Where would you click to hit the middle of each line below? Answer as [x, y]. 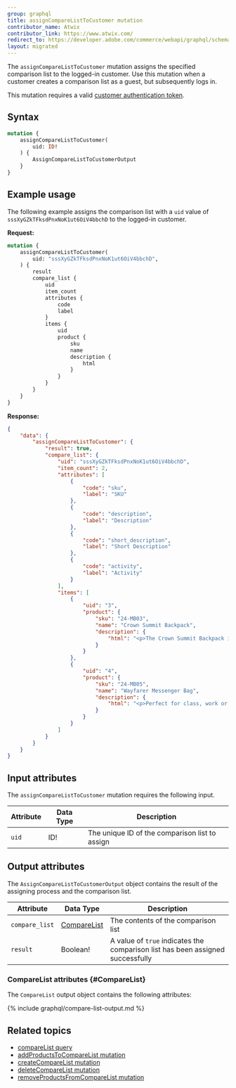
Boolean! [76, 949]
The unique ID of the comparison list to [152, 833]
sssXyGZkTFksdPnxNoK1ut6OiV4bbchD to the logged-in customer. [97, 219]
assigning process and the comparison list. [70, 891]
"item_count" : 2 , [83, 468]
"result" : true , [68, 449]
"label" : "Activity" [112, 573]
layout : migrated [33, 46]
